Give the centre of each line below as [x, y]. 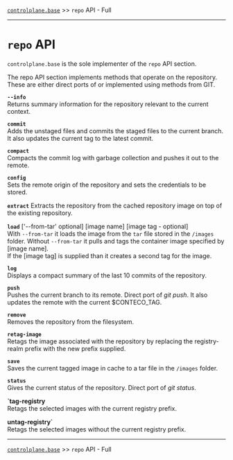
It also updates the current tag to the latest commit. [80, 138]
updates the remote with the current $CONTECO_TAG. [85, 302]
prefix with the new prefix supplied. [75, 348]
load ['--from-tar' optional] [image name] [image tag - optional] [98, 226]
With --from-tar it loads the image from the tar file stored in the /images [111, 233]
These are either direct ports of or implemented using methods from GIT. [111, 84]
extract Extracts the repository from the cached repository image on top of [115, 205]
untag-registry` [30, 422]
